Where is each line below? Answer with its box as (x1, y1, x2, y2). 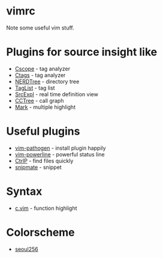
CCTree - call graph (14, 97, 64, 104)
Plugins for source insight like (6, 45, 158, 59)
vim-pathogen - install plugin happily (14, 144, 106, 152)
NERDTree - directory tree (14, 78, 80, 85)
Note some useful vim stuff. (6, 24, 75, 31)
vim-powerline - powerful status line (14, 150, 105, 158)
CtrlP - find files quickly (14, 157, 74, 164)
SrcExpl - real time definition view (14, 90, 99, 97)
